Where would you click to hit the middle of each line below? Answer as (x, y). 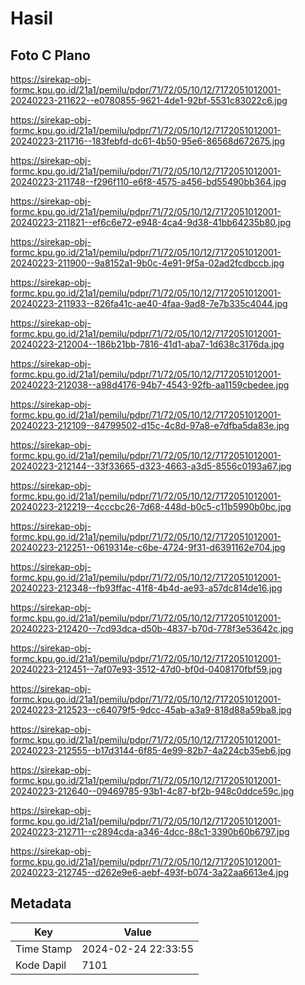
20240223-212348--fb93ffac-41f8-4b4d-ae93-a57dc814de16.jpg (146, 588)
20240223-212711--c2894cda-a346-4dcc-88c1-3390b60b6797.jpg (150, 831)
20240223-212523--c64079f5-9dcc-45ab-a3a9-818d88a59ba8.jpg (151, 710)
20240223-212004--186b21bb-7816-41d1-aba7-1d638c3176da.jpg (147, 344)
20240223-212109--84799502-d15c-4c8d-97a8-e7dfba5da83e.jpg (150, 425)
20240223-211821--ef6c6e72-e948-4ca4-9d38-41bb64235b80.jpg (151, 222)
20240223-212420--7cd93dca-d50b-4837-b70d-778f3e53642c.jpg (152, 628)
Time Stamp (44, 949)
